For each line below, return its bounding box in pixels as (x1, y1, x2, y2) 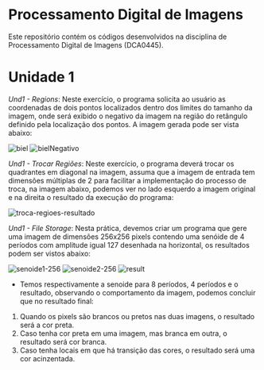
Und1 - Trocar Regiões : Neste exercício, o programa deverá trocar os (8, 159, 235, 168)
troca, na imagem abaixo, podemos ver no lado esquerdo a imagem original (8, 184, 256, 194)
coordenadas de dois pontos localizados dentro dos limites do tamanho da (8, 102, 253, 112)
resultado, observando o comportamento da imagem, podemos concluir (19, 287, 256, 297)
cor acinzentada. (19, 353, 76, 363)
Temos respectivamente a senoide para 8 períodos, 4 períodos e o (19, 279, 239, 289)
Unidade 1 (8, 68, 75, 87)
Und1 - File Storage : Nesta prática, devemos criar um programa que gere (8, 223, 247, 233)
